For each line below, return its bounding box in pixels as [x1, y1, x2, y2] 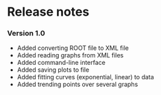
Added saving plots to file [16, 66, 90, 74]
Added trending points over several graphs [16, 80, 138, 89]
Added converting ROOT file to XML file [16, 44, 129, 52]
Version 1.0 [7, 29, 46, 38]
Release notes [7, 4, 90, 20]
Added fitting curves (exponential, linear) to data [16, 73, 154, 81]
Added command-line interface [16, 59, 106, 67]
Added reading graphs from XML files [16, 51, 124, 59]
